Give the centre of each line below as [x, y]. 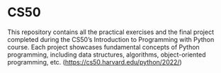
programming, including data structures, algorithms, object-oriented [107, 55]
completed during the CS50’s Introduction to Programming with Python [111, 39]
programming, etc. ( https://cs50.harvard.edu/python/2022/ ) [95, 62]
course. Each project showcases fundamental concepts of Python [103, 47]
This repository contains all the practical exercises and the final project [111, 32]
